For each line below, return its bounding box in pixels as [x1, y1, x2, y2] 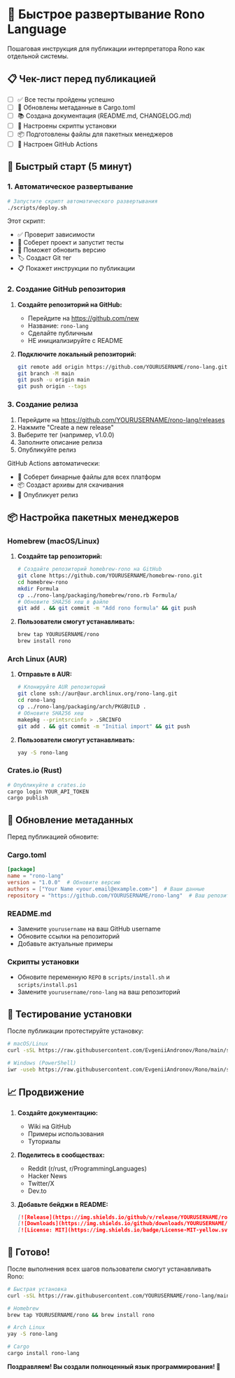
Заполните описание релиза [17, 438, 103, 446]
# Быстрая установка [7, 1285, 68, 1292]
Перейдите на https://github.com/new [27, 313, 140, 322]
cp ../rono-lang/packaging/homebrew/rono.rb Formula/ [17, 592, 178, 599]
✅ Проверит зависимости [17, 231, 95, 239]
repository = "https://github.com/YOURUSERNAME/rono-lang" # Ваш [7, 892, 205, 899]
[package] [7, 866, 36, 873]
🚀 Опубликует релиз [17, 490, 78, 499]
